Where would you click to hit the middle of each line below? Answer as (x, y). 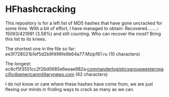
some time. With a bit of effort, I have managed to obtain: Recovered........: (82, 28)
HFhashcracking (41, 9)
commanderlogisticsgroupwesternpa (125, 69)
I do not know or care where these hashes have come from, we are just (79, 84)
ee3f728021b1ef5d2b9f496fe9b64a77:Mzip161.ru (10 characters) (73, 54)
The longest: (18, 63)
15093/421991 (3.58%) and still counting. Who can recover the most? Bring (83, 33)
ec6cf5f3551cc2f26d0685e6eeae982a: (46, 69)
